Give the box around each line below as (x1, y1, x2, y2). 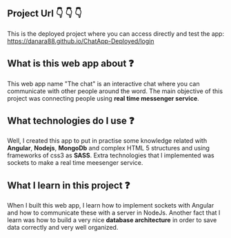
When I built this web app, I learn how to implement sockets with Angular (7, 201, 214, 210)
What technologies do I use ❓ (7, 115, 134, 127)
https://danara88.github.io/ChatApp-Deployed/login (7, 37, 154, 45)
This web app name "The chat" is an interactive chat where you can (7, 79, 200, 88)
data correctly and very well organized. (7, 224, 119, 232)
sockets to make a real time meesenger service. (7, 159, 143, 167)
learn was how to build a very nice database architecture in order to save (7, 216, 217, 224)
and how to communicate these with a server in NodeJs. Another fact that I (7, 208, 221, 217)
